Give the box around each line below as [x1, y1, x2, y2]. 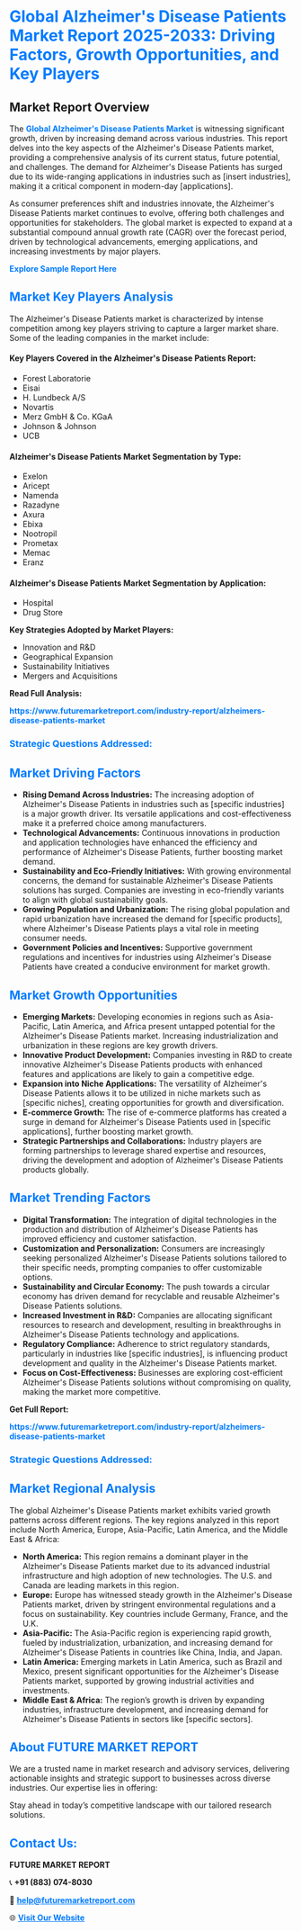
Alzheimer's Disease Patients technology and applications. [22, 1329, 240, 1340]
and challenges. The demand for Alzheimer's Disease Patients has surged [9, 162, 283, 172]
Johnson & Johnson [22, 421, 97, 432]
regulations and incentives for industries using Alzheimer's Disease [22, 952, 272, 963]
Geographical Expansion [22, 651, 114, 662]
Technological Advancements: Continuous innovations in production [22, 828, 280, 839]
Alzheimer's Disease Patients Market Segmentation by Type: [9, 451, 242, 462]
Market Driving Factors [9, 765, 141, 780]
